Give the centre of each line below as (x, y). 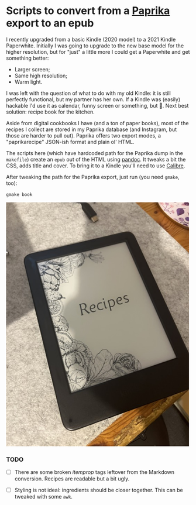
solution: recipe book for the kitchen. (50, 112)
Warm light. (28, 82)
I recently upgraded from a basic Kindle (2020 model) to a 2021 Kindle (91, 39)
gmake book (19, 194)
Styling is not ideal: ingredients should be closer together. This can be (99, 490)
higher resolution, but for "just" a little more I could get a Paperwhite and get (98, 51)
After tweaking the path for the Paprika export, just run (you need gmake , (93, 177)
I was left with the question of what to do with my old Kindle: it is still (88, 93)
